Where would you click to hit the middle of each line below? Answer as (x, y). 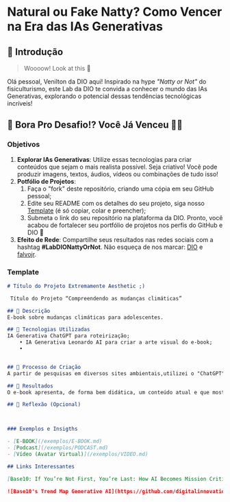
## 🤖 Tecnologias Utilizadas (49, 330)
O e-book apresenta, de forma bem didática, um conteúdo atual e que (108, 392)
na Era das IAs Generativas (85, 26)
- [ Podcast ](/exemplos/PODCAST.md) (58, 448)
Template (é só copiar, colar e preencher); (86, 211)
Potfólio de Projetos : (47, 181)
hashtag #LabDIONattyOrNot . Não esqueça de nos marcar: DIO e (110, 247)
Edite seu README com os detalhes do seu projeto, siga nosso (116, 203)
